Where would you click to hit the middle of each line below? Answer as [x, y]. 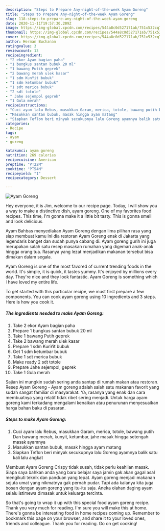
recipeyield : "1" [23, 174]
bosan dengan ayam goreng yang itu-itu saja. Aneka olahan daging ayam [79, 488]
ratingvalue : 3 [21, 46]
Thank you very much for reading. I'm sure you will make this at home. [76, 508]
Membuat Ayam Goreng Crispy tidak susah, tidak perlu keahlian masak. [78, 467]
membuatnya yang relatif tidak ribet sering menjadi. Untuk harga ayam [77, 398]
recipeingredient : [24, 55]
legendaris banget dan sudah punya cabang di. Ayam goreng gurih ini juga [81, 241]
